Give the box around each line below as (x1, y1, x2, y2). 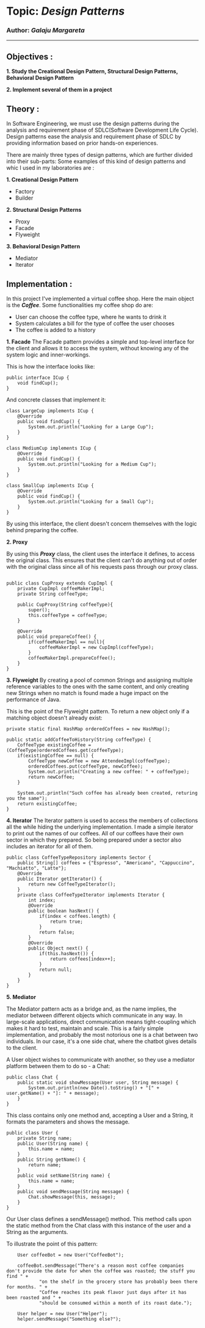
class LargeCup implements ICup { (6, 408, 95, 414)
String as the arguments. (6, 1228, 68, 1235)
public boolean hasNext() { (28, 908, 99, 914)
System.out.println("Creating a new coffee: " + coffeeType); (28, 768, 190, 774)
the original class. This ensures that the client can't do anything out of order (6, 557, 197, 564)
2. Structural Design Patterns (6, 206, 82, 214)
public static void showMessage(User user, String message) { (17, 1079, 179, 1086)
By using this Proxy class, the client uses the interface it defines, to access (6, 550, 195, 557)
